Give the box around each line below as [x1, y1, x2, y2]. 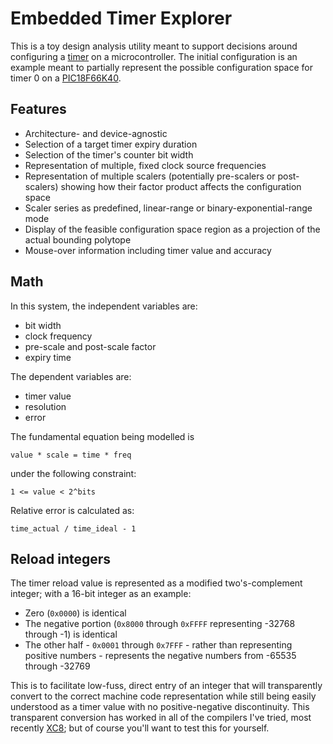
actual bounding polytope [24, 233, 132, 246]
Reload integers [10, 550, 112, 567]
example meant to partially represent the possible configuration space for [10, 61, 313, 73]
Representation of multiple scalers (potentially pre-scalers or [24, 170, 276, 182]
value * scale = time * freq [10, 450, 132, 460]
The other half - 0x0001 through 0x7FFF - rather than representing [24, 639, 293, 651]
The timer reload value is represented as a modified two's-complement [10, 577, 303, 589]
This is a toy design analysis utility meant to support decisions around [10, 40, 298, 52]
